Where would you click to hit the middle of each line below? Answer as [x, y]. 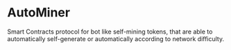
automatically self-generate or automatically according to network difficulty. [116, 38]
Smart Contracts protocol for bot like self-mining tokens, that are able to [110, 32]
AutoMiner [39, 13]
